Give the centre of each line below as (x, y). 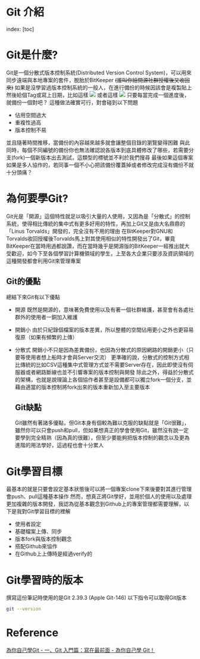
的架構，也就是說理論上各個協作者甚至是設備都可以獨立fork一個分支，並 (103, 379)
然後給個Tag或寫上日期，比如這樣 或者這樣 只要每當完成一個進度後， (98, 95)
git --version (24, 609)
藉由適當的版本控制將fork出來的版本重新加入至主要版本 (82, 387)
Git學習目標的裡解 (49, 511)
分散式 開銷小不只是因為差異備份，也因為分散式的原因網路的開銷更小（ (101, 349)
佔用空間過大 (30, 115)
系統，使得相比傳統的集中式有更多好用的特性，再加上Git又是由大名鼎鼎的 (96, 223)
